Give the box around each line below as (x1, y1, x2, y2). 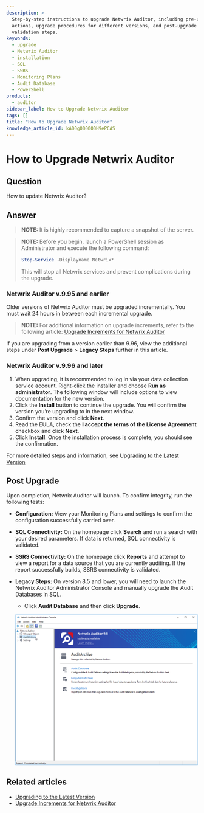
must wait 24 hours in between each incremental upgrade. (6, 310, 153, 317)
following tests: (6, 499, 44, 506)
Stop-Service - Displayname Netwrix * (21, 257, 114, 263)
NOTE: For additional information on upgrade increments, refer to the (21, 322, 194, 329)
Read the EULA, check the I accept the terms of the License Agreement (15, 420, 197, 428)
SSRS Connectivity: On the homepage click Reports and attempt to (15, 553, 185, 561)
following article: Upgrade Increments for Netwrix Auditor (21, 328, 165, 336)
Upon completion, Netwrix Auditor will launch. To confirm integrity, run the (6, 492, 192, 499)
